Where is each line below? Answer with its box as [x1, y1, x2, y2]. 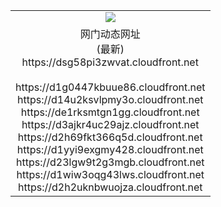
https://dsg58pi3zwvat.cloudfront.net [21, 55, 199, 69]
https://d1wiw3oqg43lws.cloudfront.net [16, 167, 205, 181]
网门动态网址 [79, 27, 141, 41]
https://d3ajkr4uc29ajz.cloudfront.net [21, 117, 200, 131]
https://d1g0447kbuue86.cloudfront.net [15, 80, 206, 94]
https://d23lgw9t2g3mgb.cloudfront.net [15, 155, 205, 169]
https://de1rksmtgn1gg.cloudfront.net [20, 105, 200, 119]
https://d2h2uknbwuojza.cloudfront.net [18, 180, 203, 194]
